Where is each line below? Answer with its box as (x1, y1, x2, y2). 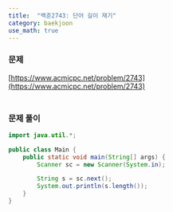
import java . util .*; (8, 131, 77, 139)
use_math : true (8, 26, 59, 34)
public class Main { (8, 145, 77, 154)
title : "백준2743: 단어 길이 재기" (8, 11, 117, 20)
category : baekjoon (8, 19, 73, 27)
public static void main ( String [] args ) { (22, 153, 166, 161)
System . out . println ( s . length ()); (37, 183, 148, 190)
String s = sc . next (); (37, 175, 112, 183)
